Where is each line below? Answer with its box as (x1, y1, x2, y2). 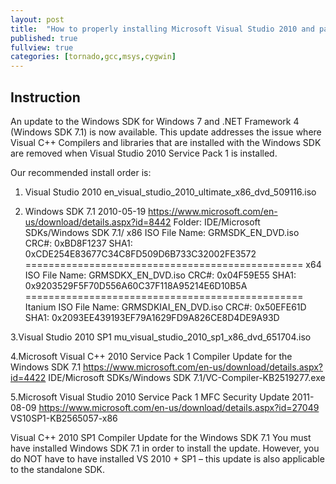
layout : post (10, 14, 65, 25)
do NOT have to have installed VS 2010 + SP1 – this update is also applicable (10, 452, 325, 465)
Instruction (10, 89, 81, 106)
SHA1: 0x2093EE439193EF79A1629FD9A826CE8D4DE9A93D (24, 311, 280, 323)
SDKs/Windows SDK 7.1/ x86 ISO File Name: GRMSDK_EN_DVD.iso (24, 226, 300, 238)
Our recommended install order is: (10, 166, 152, 178)
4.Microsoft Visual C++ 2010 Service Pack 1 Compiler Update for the (10, 350, 293, 362)
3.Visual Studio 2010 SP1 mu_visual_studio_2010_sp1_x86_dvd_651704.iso (10, 331, 312, 343)
